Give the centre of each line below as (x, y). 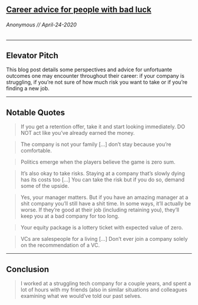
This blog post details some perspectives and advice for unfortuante (89, 69)
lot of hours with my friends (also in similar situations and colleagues (104, 290)
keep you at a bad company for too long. (70, 216)
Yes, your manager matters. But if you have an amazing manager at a (104, 197)
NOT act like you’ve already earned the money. (77, 133)
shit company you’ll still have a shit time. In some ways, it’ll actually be (106, 204)
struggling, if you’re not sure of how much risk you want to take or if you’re (97, 82)
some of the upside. (45, 186)
